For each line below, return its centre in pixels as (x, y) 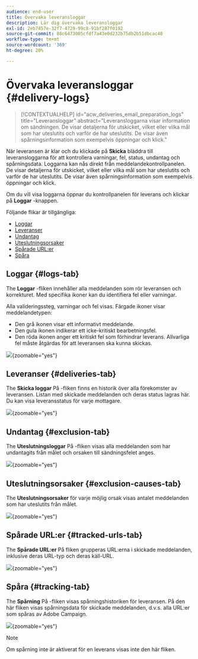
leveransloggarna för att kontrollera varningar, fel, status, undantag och (93, 157)
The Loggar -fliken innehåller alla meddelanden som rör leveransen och (94, 288)
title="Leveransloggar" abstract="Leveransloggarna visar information (106, 120)
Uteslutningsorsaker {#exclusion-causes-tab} (94, 484)
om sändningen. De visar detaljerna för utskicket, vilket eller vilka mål (105, 127)
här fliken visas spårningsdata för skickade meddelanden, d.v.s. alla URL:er (98, 607)
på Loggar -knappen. (32, 201)
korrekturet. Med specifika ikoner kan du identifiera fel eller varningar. (91, 295)
